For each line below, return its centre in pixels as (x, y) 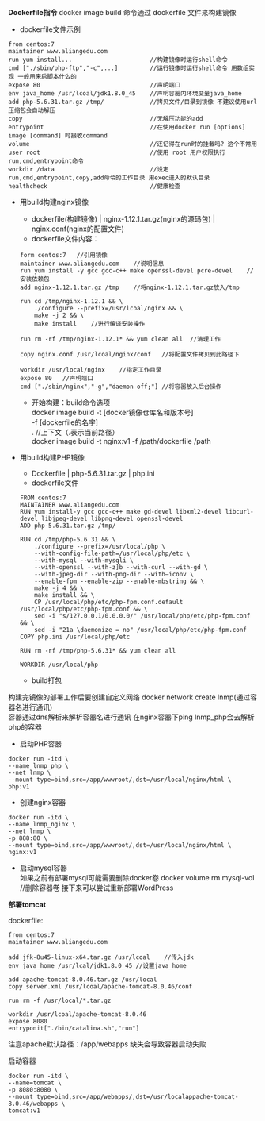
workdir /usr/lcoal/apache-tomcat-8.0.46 (78, 1015)
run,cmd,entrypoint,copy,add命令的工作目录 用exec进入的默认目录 (109, 178)
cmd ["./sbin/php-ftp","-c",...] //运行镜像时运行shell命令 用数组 (129, 68)
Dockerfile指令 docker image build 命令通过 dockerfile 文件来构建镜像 (122, 12)
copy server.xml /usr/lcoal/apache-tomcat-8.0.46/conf (100, 987)
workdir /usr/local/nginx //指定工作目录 (91, 370)
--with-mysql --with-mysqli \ (84, 560)
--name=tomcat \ (35, 1083)
